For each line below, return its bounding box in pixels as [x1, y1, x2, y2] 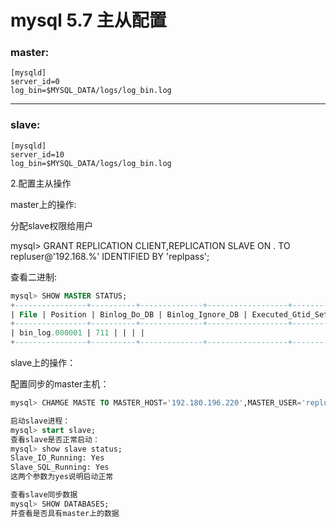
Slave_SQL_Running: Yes [10, 462, 110, 473]
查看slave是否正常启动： [10, 434, 100, 445]
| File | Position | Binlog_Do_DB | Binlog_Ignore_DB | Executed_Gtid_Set [10, 309, 329, 320]
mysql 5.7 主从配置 [10, 9, 167, 32]
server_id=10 [10, 149, 65, 160]
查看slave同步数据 [10, 490, 78, 500]
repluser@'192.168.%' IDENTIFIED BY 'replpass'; [10, 250, 210, 262]
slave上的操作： [10, 357, 77, 369]
